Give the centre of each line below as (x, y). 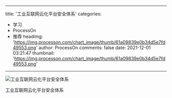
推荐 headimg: (28, 36)
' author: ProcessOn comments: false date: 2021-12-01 (93, 47)
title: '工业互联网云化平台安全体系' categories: (53, 14)
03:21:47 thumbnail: (34, 53)
